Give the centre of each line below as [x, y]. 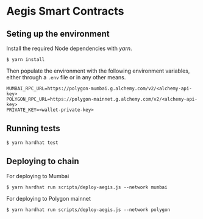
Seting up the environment [58, 34]
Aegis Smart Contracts [65, 11]
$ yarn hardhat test [33, 142]
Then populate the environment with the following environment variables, [98, 71]
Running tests [34, 128]
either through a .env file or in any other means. [66, 77]
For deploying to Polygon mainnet [49, 198]
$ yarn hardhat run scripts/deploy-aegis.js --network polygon [88, 210]
